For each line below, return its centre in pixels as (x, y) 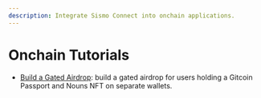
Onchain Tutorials (69, 55)
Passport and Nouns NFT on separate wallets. (96, 85)
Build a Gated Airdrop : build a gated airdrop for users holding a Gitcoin (136, 77)
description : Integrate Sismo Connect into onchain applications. (122, 16)
